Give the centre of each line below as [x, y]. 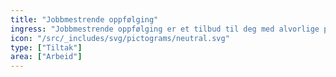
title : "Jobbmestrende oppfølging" [84, 19]
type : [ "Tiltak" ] [46, 47]
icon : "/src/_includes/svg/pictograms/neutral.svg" [120, 38]
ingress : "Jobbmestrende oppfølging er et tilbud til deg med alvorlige [165, 29]
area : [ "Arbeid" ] [46, 57]
